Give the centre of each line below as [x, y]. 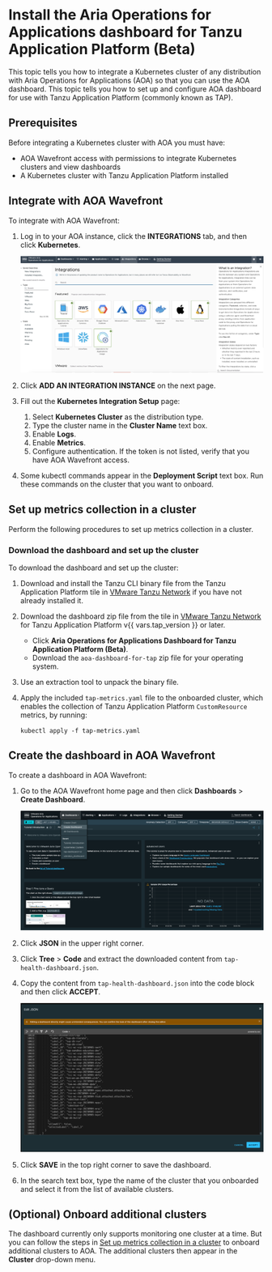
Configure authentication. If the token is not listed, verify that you [140, 451]
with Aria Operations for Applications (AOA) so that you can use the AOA [129, 80]
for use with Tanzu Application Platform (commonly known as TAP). [121, 97]
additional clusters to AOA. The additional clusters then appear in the [123, 1251]
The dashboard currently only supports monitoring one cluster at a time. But [135, 1234]
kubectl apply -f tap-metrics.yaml [80, 730]
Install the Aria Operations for [110, 15]
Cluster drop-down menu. [52, 1260]
